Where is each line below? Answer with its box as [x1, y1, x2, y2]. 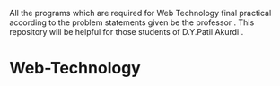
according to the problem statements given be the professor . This [9, 17, 255, 28]
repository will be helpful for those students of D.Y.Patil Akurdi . [9, 27, 244, 37]
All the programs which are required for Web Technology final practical [9, 8, 272, 18]
